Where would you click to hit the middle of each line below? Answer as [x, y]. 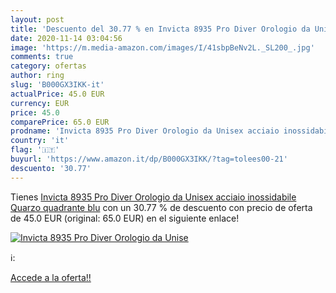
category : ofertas [48, 66]
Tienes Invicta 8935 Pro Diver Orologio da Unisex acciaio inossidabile [153, 197]
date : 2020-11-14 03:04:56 [66, 38]
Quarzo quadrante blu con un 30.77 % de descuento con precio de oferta [161, 207]
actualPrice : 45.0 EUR [57, 94]
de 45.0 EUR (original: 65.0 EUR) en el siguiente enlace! [125, 218]
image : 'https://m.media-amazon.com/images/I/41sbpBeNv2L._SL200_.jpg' [162, 47]
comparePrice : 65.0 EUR [60, 122]
